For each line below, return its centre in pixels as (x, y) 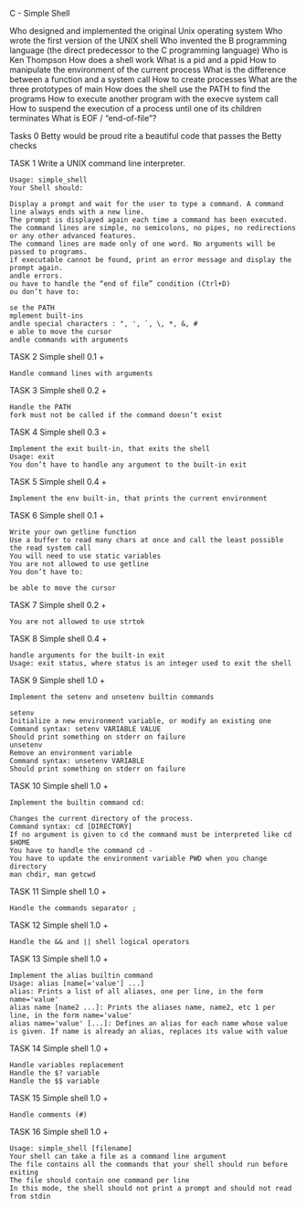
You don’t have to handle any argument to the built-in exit (128, 465)
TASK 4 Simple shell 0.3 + (58, 432)
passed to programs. (49, 252)
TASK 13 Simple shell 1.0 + (59, 959)
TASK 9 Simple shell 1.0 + (58, 680)
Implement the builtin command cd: (77, 803)
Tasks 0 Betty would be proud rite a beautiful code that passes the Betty (146, 136)
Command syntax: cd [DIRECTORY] (71, 826)
